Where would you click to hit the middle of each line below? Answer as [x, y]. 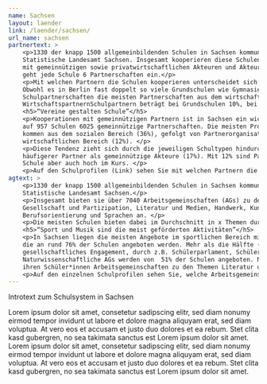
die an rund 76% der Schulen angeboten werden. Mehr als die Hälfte [138, 245]
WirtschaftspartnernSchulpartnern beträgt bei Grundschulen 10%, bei [140, 104]
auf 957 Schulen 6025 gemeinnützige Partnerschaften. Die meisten [135, 126]
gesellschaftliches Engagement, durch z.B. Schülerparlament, [128, 252]
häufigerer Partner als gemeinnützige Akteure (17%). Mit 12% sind [136, 156]
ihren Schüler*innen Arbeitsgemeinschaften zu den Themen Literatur [138, 267]
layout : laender [35, 23]
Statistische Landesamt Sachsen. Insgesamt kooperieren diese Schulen [142, 60]
